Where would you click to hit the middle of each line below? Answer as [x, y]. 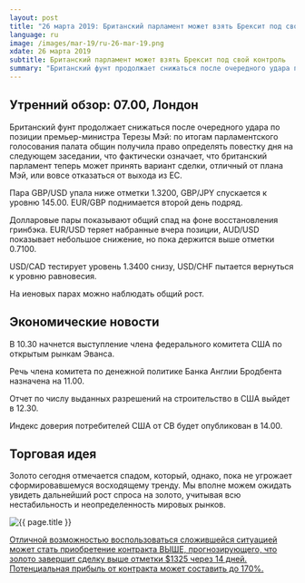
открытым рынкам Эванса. [62, 354]
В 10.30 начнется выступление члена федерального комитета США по [146, 344]
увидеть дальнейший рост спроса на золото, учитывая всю [125, 495]
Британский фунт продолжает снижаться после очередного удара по [145, 127]
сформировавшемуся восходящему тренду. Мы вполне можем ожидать [151, 485]
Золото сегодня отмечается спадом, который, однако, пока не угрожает [151, 476]
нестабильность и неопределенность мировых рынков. [118, 505]
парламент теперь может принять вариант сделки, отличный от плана [147, 165]
